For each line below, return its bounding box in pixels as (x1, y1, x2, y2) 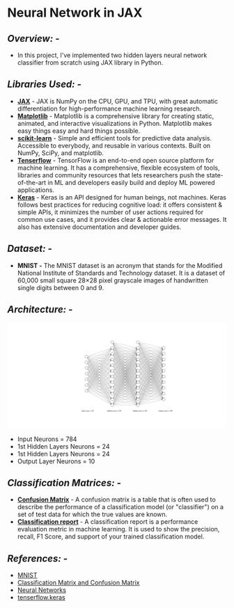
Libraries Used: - (7, 79, 82, 90)
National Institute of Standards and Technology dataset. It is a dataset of (17, 269, 225, 277)
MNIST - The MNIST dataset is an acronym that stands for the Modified (17, 261, 223, 269)
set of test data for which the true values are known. (17, 510, 168, 519)
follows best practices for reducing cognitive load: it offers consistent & (17, 200, 223, 209)
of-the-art (17, 178, 47, 186)
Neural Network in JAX (7, 5, 143, 21)
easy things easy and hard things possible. (17, 127, 141, 135)
